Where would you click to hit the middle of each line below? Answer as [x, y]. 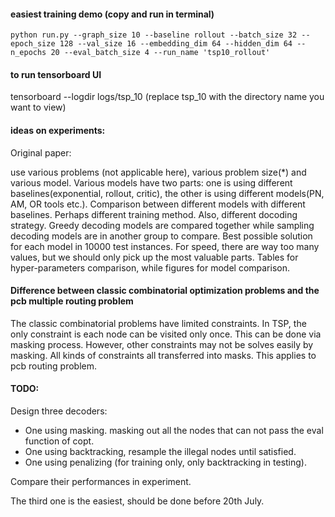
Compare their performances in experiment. [101, 482]
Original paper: [41, 152]
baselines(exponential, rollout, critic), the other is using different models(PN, [167, 193]
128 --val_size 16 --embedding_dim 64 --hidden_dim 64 [176, 44]
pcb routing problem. [53, 366]
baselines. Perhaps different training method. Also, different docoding [154, 214]
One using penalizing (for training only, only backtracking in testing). [166, 462]
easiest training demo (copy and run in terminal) [112, 14]
